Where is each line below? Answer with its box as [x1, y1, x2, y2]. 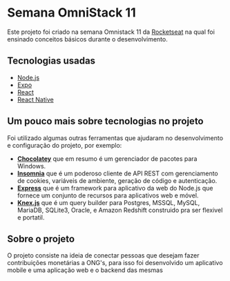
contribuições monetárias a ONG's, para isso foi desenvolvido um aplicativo [7, 259, 223, 267]
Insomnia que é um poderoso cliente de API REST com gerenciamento [17, 169, 219, 177]
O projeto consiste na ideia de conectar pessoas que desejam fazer [7, 251, 200, 260]
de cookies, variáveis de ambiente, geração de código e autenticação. [17, 176, 218, 184]
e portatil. [17, 213, 45, 222]
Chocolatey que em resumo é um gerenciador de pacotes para [17, 154, 198, 163]
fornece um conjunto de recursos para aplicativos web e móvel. [17, 191, 199, 200]
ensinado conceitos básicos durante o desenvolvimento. [7, 35, 168, 43]
